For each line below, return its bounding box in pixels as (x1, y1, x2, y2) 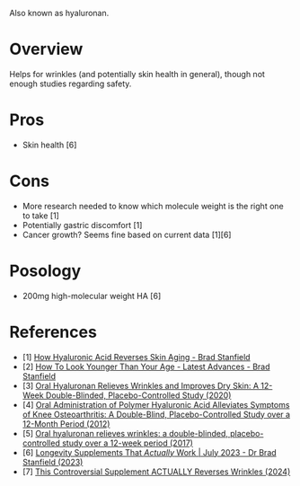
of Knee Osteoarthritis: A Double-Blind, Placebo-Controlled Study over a (22, 409, 290, 420)
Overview (9, 40, 84, 59)
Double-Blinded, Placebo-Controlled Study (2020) (45, 390, 232, 401)
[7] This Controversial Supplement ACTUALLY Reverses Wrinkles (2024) (22, 466, 291, 477)
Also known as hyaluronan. (9, 8, 110, 18)
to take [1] (22, 210, 60, 221)
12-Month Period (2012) (22, 418, 110, 429)
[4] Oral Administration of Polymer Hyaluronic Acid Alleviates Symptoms (22, 399, 290, 410)
